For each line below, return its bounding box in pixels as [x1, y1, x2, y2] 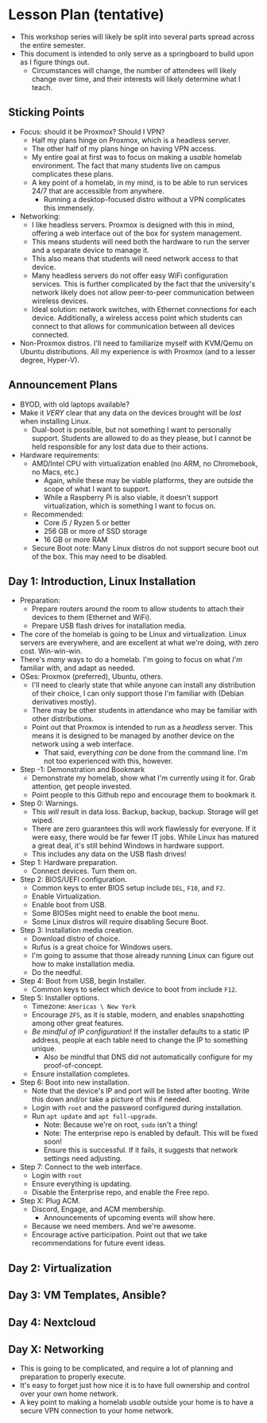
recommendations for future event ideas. [31, 1238, 166, 1248]
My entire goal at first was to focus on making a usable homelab [31, 152, 242, 162]
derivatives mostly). [31, 697, 97, 707]
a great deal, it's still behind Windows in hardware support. [31, 841, 225, 851]
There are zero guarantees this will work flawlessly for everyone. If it [31, 824, 257, 833]
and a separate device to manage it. [31, 245, 149, 255]
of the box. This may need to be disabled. [31, 552, 168, 561]
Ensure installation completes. [31, 1069, 130, 1079]
